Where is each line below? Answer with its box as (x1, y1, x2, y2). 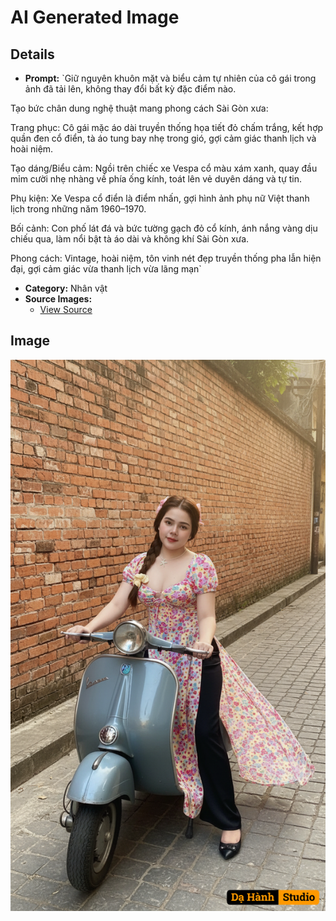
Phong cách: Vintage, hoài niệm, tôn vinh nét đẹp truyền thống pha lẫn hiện (10, 252, 322, 264)
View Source (39, 304, 93, 315)
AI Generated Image (10, 6, 180, 29)
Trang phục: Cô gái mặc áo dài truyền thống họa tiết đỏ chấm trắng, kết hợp (10, 122, 324, 133)
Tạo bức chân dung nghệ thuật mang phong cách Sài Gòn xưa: (10, 102, 269, 114)
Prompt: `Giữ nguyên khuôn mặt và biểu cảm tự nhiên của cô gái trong (24, 72, 317, 84)
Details (10, 46, 55, 63)
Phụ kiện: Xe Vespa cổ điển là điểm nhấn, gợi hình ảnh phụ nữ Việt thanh (10, 192, 310, 204)
